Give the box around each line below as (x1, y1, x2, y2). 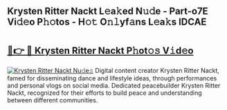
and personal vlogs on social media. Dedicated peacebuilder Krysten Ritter (7, 82, 221, 89)
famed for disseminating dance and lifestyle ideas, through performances (7, 74, 217, 82)
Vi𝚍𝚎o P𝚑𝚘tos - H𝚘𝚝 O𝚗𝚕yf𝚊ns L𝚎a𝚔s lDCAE (7, 16, 207, 28)
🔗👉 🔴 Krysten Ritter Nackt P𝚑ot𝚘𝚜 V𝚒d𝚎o (7, 45, 194, 56)
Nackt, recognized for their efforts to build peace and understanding (7, 89, 202, 97)
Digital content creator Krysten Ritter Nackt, (95, 67, 220, 74)
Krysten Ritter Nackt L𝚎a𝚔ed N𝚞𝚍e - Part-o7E (7, 5, 209, 17)
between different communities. (7, 96, 98, 104)
